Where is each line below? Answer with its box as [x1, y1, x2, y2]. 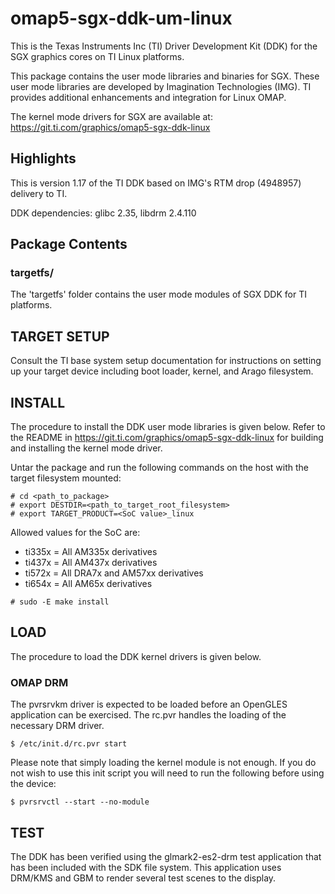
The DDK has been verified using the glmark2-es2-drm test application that [10, 850, 322, 862]
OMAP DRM [10, 675, 69, 689]
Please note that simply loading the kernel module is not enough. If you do [10, 757, 317, 769]
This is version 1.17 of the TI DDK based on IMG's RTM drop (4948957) [10, 177, 302, 189]
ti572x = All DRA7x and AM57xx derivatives [24, 567, 204, 579]
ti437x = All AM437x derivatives [24, 557, 158, 569]
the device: [10, 778, 57, 790]
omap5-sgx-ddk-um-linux [10, 7, 233, 30]
